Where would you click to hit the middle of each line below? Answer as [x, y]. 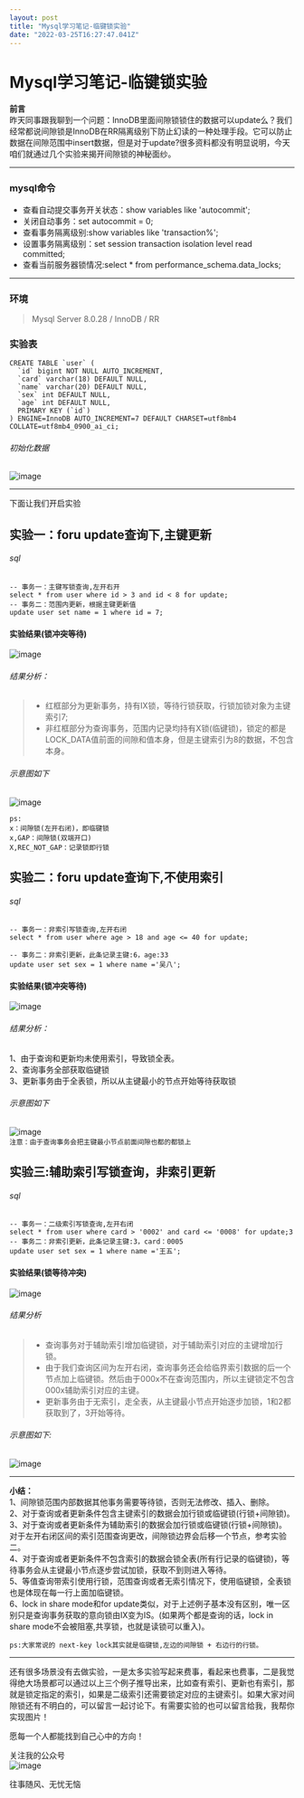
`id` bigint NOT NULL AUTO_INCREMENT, [91, 372]
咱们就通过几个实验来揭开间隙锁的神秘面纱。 [93, 154]
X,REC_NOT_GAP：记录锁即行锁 [60, 847]
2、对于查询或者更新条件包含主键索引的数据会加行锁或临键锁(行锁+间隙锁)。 [152, 1514]
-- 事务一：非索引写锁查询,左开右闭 [68, 930]
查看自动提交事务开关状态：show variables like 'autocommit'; [136, 210]
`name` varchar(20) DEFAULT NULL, [82, 387]
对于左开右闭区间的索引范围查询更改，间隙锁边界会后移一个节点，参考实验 [148, 1536]
